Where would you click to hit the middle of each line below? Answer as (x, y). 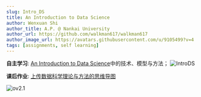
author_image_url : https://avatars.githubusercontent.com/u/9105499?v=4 (100, 40)
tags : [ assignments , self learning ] (53, 46)
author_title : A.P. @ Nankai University (58, 29)
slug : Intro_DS (26, 12)
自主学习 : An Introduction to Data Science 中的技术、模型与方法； (87, 63)
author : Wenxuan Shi (32, 23)
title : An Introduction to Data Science (58, 17)
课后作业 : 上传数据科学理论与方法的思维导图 (61, 76)
